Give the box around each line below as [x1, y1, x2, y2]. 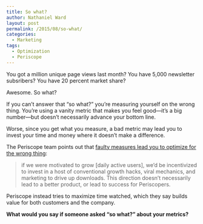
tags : [6, 43, 20, 49]
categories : [6, 31, 36, 38]
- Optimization [12, 48, 50, 54]
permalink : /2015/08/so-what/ [6, 25, 83, 32]
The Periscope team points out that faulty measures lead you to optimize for [6, 143, 196, 150]
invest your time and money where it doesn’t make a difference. [6, 131, 165, 139]
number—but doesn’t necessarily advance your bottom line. [6, 113, 156, 120]
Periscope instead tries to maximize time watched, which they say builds [6, 192, 188, 200]
